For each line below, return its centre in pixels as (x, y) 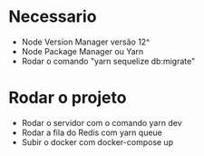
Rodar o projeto (68, 98)
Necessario (53, 17)
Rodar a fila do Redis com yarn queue (92, 132)
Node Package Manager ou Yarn (83, 51)
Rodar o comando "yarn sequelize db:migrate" (108, 61)
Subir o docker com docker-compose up (97, 141)
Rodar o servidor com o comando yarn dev (102, 122)
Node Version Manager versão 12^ (86, 42)
